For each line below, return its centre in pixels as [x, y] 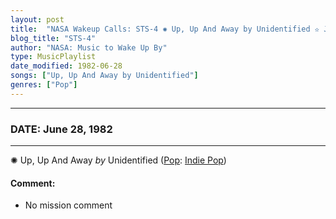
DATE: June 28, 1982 [61, 129]
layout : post [37, 19]
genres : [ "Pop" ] [44, 85]
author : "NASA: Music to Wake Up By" [89, 47]
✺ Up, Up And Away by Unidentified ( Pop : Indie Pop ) [118, 160]
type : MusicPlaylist [53, 57]
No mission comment [68, 205]
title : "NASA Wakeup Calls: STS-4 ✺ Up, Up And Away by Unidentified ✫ [165, 29]
